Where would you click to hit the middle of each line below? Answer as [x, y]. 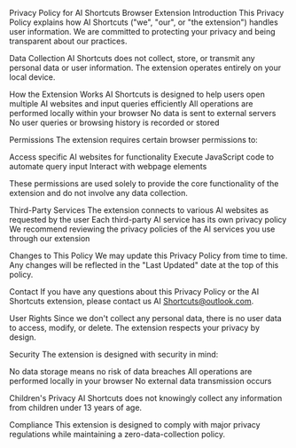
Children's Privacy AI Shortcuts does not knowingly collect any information [146, 398]
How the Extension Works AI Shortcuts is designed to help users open [137, 94]
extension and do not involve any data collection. [98, 193]
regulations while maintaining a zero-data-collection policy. [117, 434]
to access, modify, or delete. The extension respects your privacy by [134, 328]
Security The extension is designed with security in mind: [114, 354]
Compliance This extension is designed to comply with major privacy [135, 424]
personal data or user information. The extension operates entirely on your [145, 67]
